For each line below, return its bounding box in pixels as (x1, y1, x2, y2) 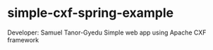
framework (7, 35, 39, 44)
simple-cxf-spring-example (7, 5, 174, 21)
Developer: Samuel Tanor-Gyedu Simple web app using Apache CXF (7, 28, 207, 37)
